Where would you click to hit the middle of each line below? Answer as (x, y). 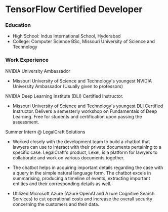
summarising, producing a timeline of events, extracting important (81, 178)
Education (18, 25)
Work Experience (27, 60)
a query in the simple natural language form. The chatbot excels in (82, 173)
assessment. (26, 122)
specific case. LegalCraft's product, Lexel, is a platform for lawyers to (85, 152)
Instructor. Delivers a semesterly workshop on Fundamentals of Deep (85, 111)
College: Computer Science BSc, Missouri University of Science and (84, 41)
